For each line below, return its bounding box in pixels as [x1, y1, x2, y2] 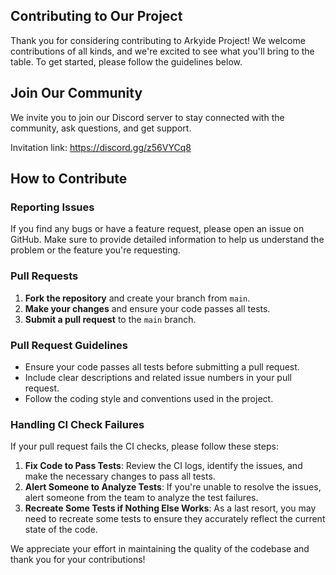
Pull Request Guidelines [10, 338, 128, 352]
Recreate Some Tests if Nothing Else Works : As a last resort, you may [24, 502, 317, 514]
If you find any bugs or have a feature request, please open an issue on [10, 223, 305, 235]
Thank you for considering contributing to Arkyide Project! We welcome [10, 34, 306, 46]
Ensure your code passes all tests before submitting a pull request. [24, 360, 300, 373]
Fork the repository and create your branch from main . [24, 292, 251, 304]
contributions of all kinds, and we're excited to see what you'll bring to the [10, 45, 315, 57]
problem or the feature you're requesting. [10, 244, 181, 256]
